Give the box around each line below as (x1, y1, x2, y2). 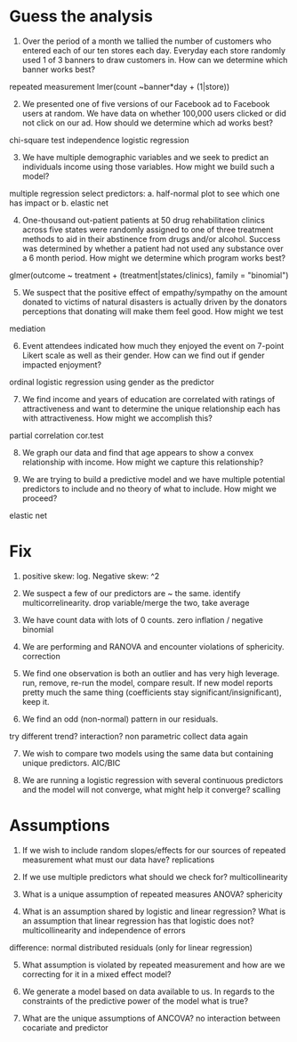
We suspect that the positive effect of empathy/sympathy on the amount (21, 287, 288, 297)
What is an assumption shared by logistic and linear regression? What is (21, 906, 286, 917)
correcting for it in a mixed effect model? (21, 968, 172, 980)
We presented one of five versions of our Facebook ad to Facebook (21, 98, 270, 109)
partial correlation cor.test (9, 430, 104, 440)
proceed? (21, 492, 58, 504)
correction (21, 650, 60, 661)
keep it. (21, 696, 51, 707)
